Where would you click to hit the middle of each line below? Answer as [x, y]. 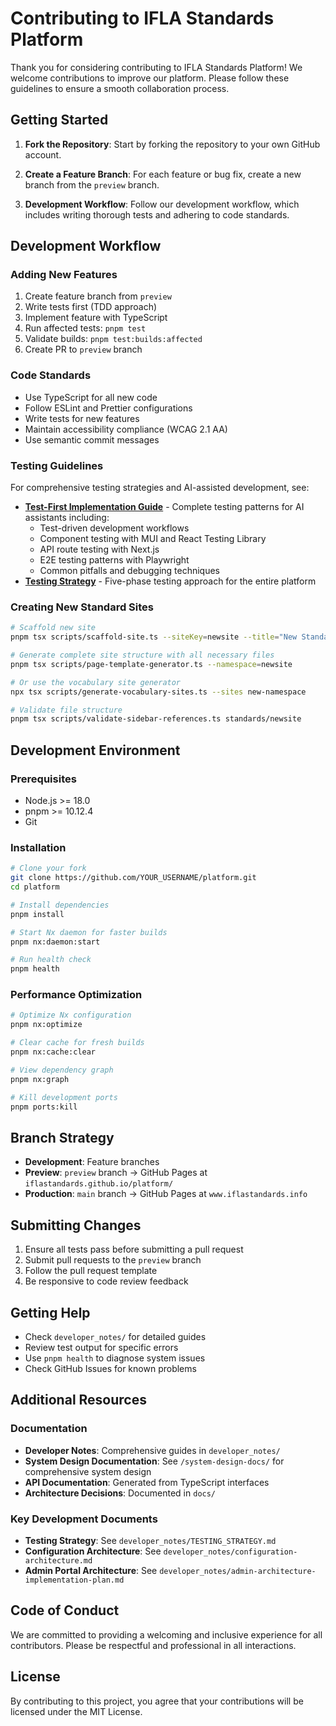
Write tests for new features [82, 418]
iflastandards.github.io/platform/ [99, 1184]
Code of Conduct [65, 1610]
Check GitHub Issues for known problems [110, 1368]
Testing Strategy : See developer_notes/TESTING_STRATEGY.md [150, 1540]
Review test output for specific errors [101, 1347]
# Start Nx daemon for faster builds [89, 932]
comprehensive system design [88, 1471]
